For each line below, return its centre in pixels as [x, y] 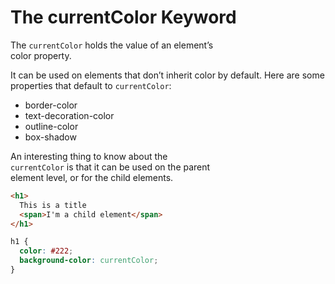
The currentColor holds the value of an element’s [112, 45]
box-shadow [50, 137]
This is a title [53, 205]
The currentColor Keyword [123, 17]
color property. [41, 55]
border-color [51, 105]
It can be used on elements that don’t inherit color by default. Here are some [167, 75]
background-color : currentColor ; [89, 261]
